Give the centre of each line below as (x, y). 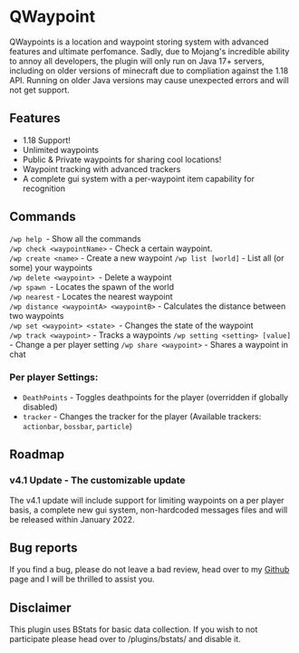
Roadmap (37, 455)
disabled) (40, 407)
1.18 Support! (46, 140)
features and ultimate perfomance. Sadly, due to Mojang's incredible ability (149, 51)
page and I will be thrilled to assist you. (82, 579)
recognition (44, 188)
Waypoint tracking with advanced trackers (101, 168)
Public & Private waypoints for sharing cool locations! (122, 159)
